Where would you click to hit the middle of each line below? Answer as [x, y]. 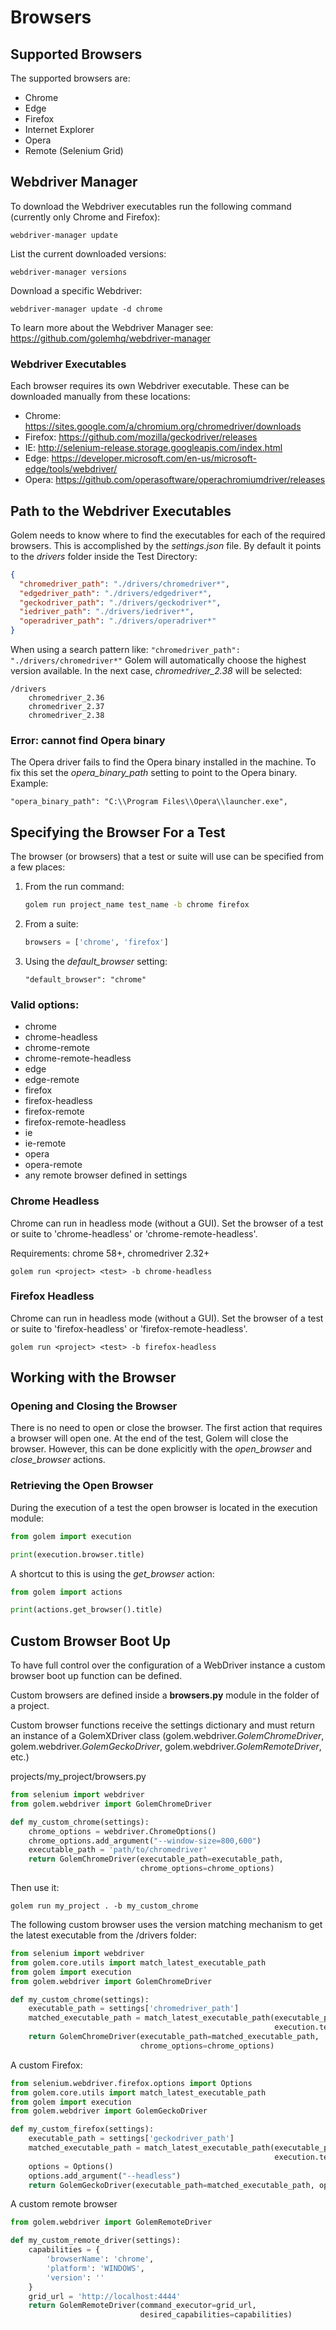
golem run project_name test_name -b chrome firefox [137, 905]
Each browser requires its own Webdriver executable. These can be [150, 386]
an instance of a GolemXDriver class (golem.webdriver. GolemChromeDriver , [167, 1736]
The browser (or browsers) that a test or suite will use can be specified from [167, 857]
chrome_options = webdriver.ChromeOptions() [122, 1831]
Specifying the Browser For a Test [118, 832]
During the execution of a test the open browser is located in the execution [164, 1507]
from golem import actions [66, 1592]
